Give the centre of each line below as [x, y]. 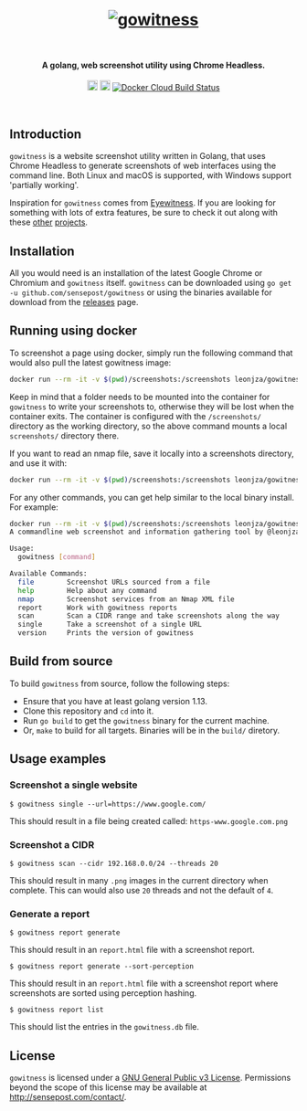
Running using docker [74, 331]
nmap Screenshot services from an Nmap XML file [126, 599]
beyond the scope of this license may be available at [108, 1087]
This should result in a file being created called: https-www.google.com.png [149, 820]
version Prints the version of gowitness [106, 633]
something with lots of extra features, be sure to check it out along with [144, 213]
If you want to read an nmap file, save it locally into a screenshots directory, [152, 453]
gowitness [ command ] [57, 557]
